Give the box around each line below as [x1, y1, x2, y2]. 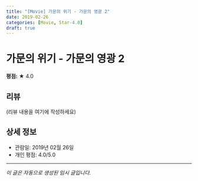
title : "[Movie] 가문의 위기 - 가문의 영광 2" [6, 8, 110, 15]
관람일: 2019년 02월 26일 [14, 143, 74, 150]
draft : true [6, 25, 35, 31]
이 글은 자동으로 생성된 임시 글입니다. [6, 169, 91, 176]
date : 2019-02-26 [6, 14, 49, 20]
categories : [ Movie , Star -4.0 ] [6, 19, 83, 25]
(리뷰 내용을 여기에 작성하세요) [6, 108, 77, 115]
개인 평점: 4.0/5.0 [14, 151, 56, 158]
